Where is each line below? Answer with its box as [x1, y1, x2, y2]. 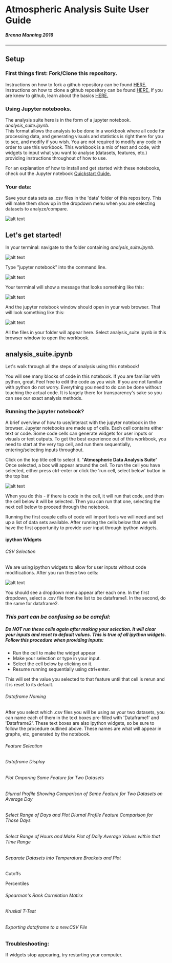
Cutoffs [5, 871, 21, 877]
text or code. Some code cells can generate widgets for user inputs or [5, 430, 153, 437]
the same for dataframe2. [5, 601, 59, 607]
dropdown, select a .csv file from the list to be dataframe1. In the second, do [5, 595, 166, 601]
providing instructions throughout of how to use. [5, 155, 107, 161]
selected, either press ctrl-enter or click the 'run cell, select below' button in [5, 468, 166, 474]
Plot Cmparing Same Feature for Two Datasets [5, 775, 104, 781]
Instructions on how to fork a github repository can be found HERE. [5, 81, 147, 88]
